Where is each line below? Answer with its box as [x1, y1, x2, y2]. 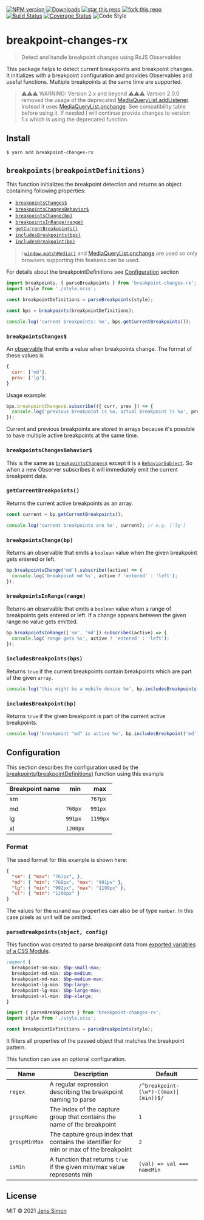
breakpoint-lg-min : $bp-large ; [12, 981, 91, 988]
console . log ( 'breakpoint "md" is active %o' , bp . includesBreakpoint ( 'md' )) [6, 730, 202, 737]
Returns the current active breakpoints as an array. [6, 500, 134, 507]
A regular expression [49, 1080, 109, 1089]
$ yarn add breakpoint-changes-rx [6, 149, 94, 155]
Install [6, 134, 30, 144]
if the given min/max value [49, 1163, 125, 1171]
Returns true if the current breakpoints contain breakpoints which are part [6, 668, 192, 675]
